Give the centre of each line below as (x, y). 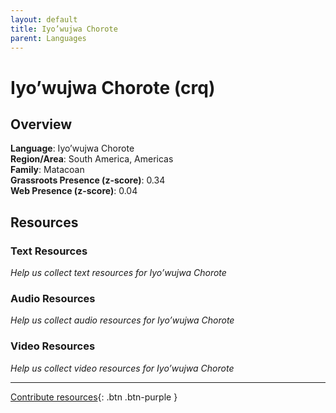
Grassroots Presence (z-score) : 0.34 (88, 180)
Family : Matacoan (47, 170)
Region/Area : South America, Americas (92, 159)
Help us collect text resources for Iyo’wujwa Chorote (118, 273)
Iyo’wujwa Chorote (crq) (113, 87)
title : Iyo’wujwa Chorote (64, 29)
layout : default (44, 19)
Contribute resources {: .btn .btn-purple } (94, 397)
